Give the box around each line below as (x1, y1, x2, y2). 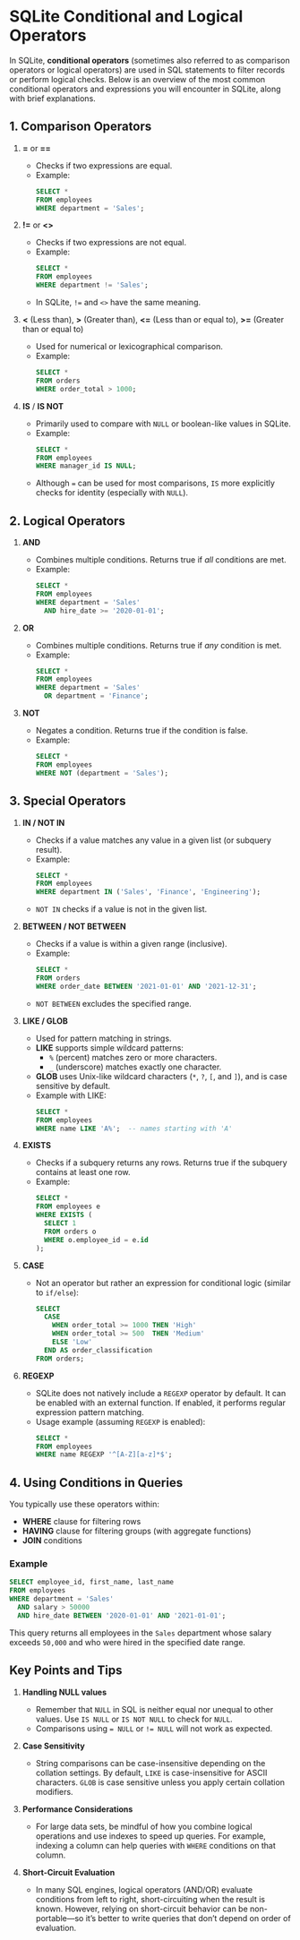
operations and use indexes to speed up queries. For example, (35, 1830, 266, 1841)
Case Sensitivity (21, 1740, 85, 1751)
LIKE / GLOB (21, 1015, 69, 1026)
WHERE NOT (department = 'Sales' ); (35, 768, 168, 777)
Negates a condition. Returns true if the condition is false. (35, 725, 249, 736)
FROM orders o (43, 1227, 97, 1236)
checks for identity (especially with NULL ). (35, 487, 189, 498)
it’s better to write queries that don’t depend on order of (85, 1912, 291, 1923)
